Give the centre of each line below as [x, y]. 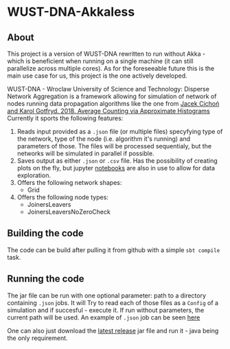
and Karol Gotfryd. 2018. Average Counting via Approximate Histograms [109, 111]
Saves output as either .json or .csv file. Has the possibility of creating [117, 161]
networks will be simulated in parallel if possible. [85, 153]
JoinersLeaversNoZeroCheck [69, 212]
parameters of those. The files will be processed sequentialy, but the [114, 146]
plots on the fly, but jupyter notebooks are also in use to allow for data [116, 168]
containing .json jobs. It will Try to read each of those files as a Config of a [113, 302]
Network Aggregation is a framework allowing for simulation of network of [112, 96]
